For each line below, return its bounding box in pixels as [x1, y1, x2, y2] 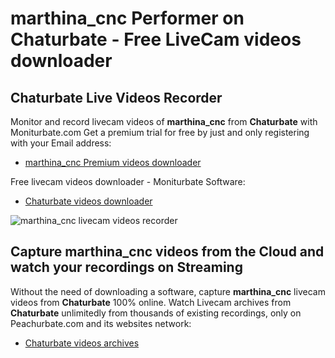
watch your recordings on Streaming [10, 259, 243, 276]
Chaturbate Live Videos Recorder [10, 89, 223, 106]
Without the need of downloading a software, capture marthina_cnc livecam [10, 285, 326, 297]
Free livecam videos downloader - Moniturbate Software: [10, 176, 246, 187]
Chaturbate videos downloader [24, 195, 153, 207]
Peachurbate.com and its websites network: [10, 317, 192, 329]
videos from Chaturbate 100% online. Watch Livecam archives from [10, 296, 292, 308]
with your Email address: [10, 137, 112, 149]
